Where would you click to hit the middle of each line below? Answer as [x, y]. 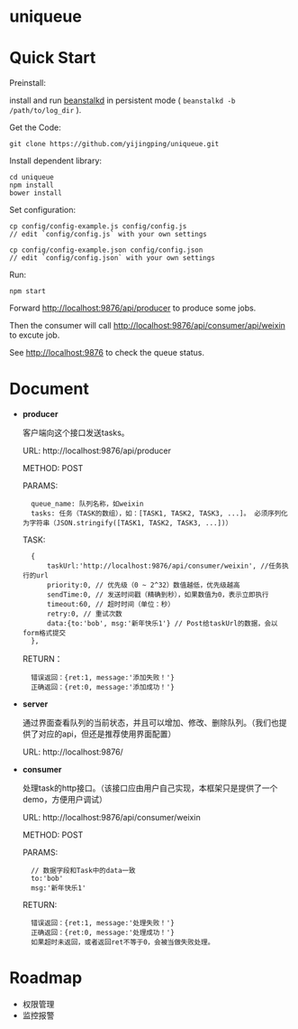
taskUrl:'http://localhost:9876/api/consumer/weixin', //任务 [164, 566]
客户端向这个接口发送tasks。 [76, 433]
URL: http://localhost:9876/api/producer [97, 451]
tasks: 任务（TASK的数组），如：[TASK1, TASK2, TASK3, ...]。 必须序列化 [159, 514]
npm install [32, 185]
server [35, 704]
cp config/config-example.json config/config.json [106, 250]
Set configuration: [43, 210]
